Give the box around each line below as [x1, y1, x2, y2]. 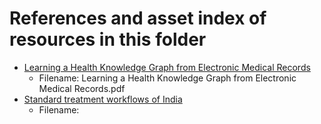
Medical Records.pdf [38, 82, 126, 94]
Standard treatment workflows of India [23, 93, 183, 105]
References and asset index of [9, 7, 267, 30]
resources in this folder [9, 28, 207, 51]
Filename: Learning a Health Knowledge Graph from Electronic [38, 72, 297, 84]
